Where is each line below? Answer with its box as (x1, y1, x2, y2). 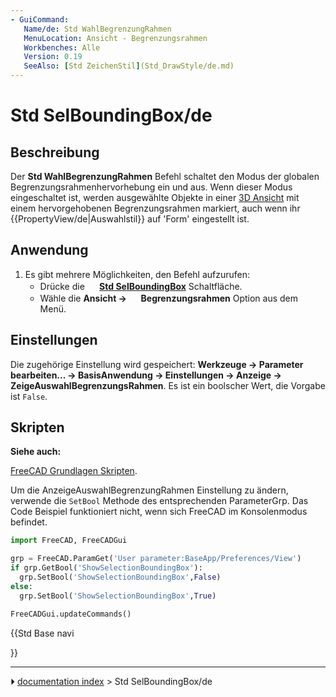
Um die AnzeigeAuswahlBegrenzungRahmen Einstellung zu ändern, (10, 484, 289, 496)
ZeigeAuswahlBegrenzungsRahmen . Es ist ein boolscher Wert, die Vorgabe (10, 379, 326, 391)
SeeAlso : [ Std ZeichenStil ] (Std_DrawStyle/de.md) (23, 61, 235, 71)
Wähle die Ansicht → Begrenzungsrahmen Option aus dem (39, 292, 299, 304)
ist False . (10, 390, 48, 402)
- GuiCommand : (10, 14, 70, 25)
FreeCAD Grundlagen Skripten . (10, 465, 138, 477)
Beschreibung (10, 144, 100, 161)
